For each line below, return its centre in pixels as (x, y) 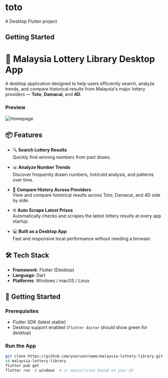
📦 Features (24, 135)
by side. (21, 201)
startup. (21, 221)
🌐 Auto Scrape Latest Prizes (43, 210)
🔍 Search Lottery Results (39, 150)
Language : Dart (29, 275)
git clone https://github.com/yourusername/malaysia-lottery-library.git (84, 356)
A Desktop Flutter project (31, 21)
